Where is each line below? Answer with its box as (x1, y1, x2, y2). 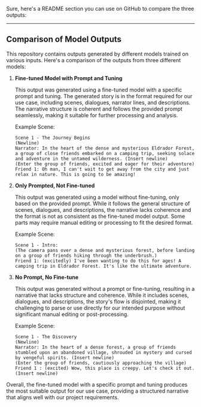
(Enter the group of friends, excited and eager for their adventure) (14, 161, 195, 167)
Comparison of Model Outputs (6, 34, 121, 44)
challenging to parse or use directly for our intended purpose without (14, 304, 185, 311)
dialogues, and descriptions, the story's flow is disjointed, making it (14, 297, 181, 305)
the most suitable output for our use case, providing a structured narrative (6, 387, 189, 394)
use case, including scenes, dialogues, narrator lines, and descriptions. (14, 99, 191, 106)
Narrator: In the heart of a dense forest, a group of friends (14, 344, 176, 350)
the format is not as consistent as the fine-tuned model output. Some (14, 212, 185, 220)
